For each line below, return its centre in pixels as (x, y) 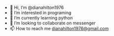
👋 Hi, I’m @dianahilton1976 (37, 8)
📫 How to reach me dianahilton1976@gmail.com (59, 28)
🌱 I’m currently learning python (41, 18)
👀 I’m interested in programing (40, 13)
